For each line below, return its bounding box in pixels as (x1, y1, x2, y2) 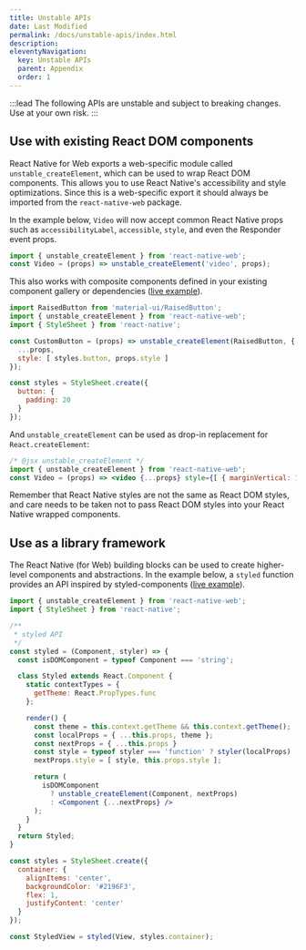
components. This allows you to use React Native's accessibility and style (9, 177, 287, 188)
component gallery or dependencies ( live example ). (9, 286, 203, 297)
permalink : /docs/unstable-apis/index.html (9, 30, 178, 39)
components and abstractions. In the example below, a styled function (28, 569, 294, 580)
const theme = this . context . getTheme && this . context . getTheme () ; (33, 721, 291, 731)
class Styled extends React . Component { (17, 671, 173, 681)
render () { (25, 713, 67, 722)
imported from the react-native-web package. (9, 197, 182, 208)
